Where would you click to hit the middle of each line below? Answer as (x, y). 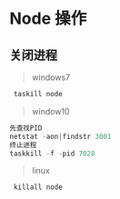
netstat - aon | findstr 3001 (60, 136)
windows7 (51, 77)
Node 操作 (48, 19)
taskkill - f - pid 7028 (52, 154)
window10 (50, 111)
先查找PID (26, 128)
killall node (38, 187)
